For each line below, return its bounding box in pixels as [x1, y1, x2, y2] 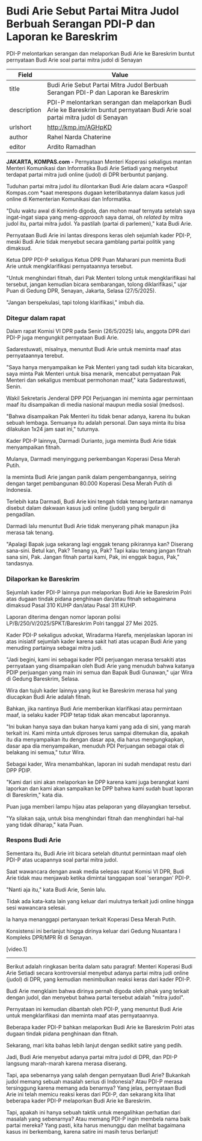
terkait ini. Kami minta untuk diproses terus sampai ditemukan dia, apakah [6, 729, 189, 737]
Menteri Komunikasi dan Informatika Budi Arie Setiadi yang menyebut [6, 164, 178, 171]
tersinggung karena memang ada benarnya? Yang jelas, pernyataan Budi [6, 1084, 186, 1092]
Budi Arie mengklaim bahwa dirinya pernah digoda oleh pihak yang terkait [6, 987, 189, 994]
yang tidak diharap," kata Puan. [6, 821, 84, 828]
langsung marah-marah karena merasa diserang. [6, 1060, 127, 1067]
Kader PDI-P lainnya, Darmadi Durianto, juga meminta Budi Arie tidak [6, 437, 177, 445]
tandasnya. [6, 560, 34, 567]
